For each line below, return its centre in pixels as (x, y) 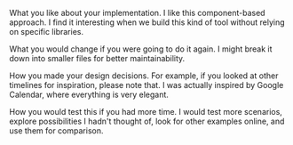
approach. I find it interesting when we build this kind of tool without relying (147, 22)
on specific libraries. (47, 32)
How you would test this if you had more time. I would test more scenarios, (146, 112)
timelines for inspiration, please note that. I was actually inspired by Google (146, 85)
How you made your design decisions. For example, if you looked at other (144, 76)
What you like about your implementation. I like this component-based (137, 13)
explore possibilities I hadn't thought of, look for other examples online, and (147, 121)
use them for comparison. (56, 131)
